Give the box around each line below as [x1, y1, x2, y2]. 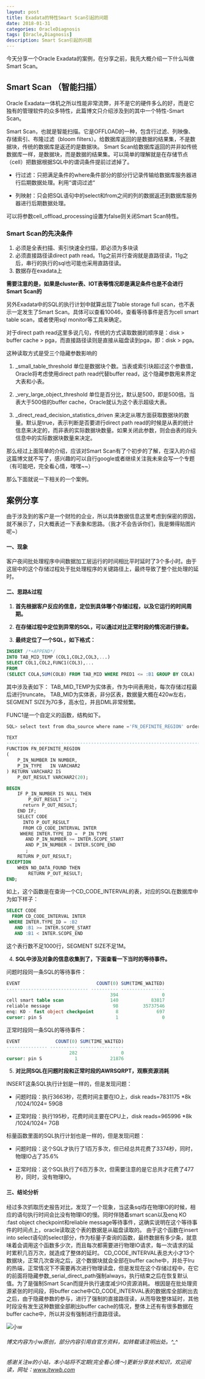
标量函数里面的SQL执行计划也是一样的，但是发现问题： [6, 1132, 145, 1140]
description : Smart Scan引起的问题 [6, 37, 93, 43]
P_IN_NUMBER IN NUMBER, [17, 757, 78, 763]
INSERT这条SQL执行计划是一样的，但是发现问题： [6, 1080, 132, 1088]
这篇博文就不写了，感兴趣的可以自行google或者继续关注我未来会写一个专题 [6, 455, 195, 462]
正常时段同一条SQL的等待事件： [6, 1026, 87, 1033]
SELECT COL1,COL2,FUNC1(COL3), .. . [6, 660, 95, 666]
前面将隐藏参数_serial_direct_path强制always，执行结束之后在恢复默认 [11, 1272, 189, 1279]
